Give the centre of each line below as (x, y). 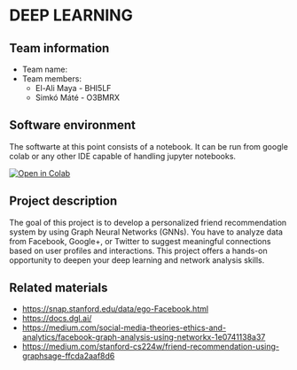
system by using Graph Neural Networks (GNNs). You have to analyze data (146, 232)
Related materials (59, 288)
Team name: (45, 69)
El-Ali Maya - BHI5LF (73, 88)
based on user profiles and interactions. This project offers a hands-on (138, 251)
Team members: (52, 79)
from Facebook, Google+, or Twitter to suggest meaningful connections (140, 241)
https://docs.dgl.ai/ (57, 319)
